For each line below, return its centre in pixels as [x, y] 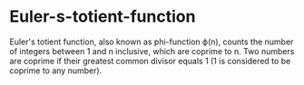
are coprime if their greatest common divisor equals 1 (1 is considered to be [150, 61]
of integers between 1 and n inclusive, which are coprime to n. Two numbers [152, 51]
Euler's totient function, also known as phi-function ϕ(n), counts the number [152, 42]
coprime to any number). [56, 71]
